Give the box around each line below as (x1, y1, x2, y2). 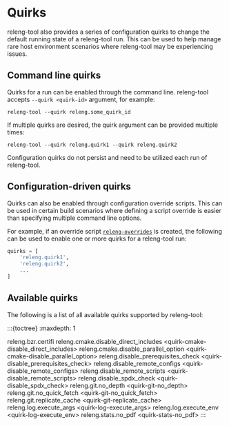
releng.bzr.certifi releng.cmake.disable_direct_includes (7, 337, 163, 345)
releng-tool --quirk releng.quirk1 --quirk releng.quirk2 (7, 141, 177, 148)
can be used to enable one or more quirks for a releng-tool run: (7, 234, 187, 243)
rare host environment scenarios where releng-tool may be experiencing (7, 42, 214, 50)
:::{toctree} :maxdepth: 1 (7, 324, 76, 332)
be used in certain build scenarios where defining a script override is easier (7, 206, 222, 214)
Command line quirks (7, 70, 101, 81)
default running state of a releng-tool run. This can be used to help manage (7, 34, 221, 43)
